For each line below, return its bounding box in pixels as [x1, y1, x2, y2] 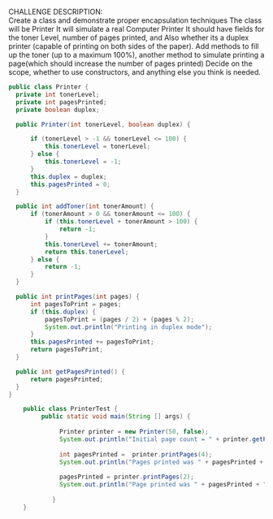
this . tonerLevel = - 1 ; [44, 158, 122, 166]
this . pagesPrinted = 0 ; [29, 180, 111, 188]
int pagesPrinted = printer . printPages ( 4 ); [59, 450, 213, 458]
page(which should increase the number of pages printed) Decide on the [8, 58, 253, 68]
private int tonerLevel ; [15, 90, 100, 98]
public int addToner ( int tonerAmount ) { [15, 202, 154, 210]
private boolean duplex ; [15, 106, 100, 114]
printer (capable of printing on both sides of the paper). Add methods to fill [8, 41, 259, 51]
